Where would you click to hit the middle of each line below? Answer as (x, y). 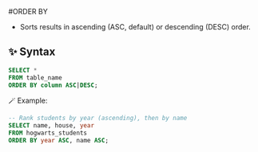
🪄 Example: (28, 101)
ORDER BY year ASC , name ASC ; (59, 141)
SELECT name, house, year (51, 126)
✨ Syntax (32, 52)
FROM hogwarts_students (48, 133)
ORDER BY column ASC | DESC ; (53, 85)
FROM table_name (35, 78)
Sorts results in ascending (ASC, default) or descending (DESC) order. (135, 27)
